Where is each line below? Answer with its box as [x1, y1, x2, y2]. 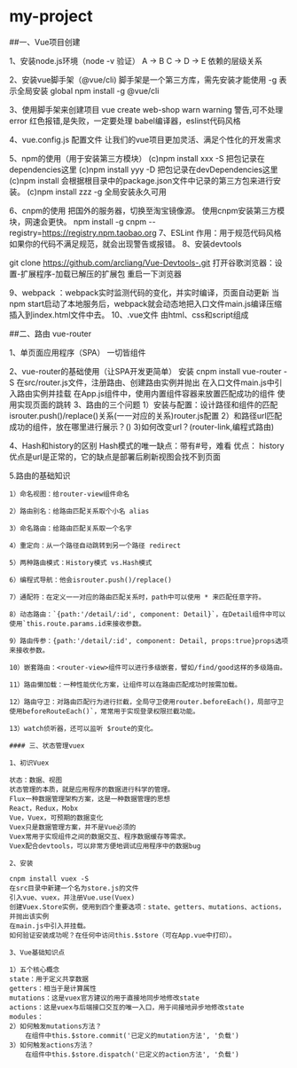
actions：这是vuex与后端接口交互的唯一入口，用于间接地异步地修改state [9, 1002, 245, 1012]
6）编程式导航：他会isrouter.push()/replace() [9, 575, 173, 585]
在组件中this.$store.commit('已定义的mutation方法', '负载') [25, 1031, 239, 1040]
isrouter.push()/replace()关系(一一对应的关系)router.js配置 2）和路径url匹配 [9, 410, 283, 420]
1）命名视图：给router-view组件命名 [9, 490, 130, 499]
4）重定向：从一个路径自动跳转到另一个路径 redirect [9, 541, 182, 550]
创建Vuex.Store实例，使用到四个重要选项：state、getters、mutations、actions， [9, 902, 285, 911]
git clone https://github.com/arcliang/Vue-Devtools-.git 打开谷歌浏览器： [9, 257, 275, 268]
